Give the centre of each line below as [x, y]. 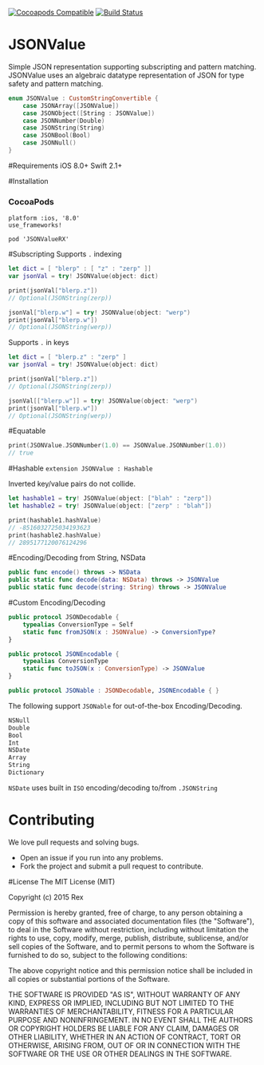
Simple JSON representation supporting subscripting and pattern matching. [132, 66]
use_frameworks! [35, 225]
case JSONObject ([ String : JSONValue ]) [89, 113]
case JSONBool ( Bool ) [57, 136]
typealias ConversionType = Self [78, 624]
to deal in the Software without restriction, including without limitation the [128, 929]
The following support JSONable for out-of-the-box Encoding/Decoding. [126, 705]
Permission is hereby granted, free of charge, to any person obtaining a [126, 912]
